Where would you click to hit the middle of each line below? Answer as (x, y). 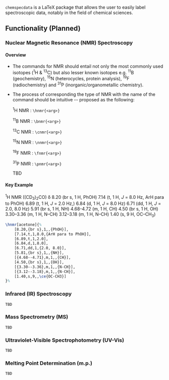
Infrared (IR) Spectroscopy (39, 294)
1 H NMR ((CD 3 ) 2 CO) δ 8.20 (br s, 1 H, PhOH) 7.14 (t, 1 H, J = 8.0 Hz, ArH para (85, 197)
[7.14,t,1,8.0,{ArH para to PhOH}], (53, 234)
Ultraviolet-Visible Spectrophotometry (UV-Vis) (65, 340)
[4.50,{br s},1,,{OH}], (39, 262)
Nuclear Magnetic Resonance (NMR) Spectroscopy (69, 43)
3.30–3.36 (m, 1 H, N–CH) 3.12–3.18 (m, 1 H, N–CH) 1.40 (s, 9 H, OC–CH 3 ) (80, 215)
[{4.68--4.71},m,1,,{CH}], (43, 257)
